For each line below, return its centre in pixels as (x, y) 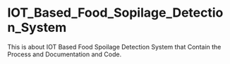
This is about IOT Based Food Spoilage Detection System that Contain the (114, 47)
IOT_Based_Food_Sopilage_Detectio (115, 13)
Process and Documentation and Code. (65, 54)
